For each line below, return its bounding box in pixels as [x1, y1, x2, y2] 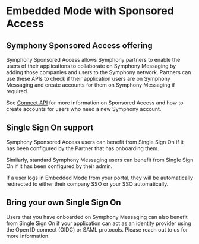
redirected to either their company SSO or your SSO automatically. [6, 180, 169, 188]
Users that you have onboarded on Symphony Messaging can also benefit [6, 213, 188, 220]
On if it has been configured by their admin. [6, 162, 113, 170]
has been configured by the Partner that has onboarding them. [6, 144, 159, 152]
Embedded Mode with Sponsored [6, 4, 174, 18]
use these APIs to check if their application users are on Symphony [6, 75, 170, 82]
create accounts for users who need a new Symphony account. [6, 106, 162, 112]
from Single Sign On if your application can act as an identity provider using [6, 220, 191, 227]
